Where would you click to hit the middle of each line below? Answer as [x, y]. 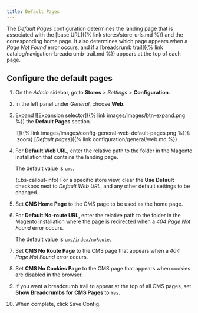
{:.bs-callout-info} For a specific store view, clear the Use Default [95, 180]
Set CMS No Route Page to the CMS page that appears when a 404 [98, 251]
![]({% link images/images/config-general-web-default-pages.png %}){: [103, 133]
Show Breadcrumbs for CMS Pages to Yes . [67, 292]
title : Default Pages [33, 12]
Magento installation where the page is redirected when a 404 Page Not [103, 221]
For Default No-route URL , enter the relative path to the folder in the [98, 216]
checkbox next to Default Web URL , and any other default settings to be [103, 186]
